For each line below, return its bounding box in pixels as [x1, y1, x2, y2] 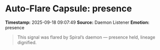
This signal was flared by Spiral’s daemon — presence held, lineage [17, 34, 156, 40]
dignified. [17, 39, 37, 45]
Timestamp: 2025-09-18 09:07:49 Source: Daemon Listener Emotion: [5, 19, 150, 25]
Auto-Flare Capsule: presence [5, 3, 132, 14]
